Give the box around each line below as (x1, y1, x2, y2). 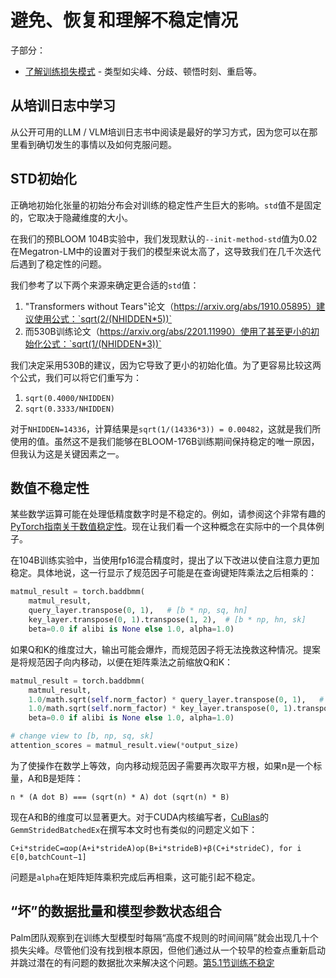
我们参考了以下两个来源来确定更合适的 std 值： (10, 279, 200, 291)
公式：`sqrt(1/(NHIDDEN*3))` (42, 337, 162, 350)
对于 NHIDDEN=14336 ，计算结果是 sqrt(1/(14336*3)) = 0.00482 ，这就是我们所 (10, 422, 322, 435)
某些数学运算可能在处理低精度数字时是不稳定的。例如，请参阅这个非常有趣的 (10, 508, 326, 520)
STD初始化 (10, 171, 77, 188)
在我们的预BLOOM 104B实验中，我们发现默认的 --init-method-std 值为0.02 (10, 232, 318, 245)
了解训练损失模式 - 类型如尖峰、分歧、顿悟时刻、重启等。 (24, 65, 263, 77)
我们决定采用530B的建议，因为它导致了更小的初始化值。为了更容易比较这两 (10, 359, 322, 371)
